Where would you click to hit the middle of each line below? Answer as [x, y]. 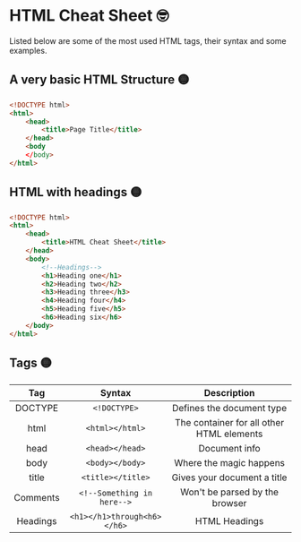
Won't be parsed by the [230, 492]
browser [229, 503]
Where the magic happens [229, 462]
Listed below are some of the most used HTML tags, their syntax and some [148, 40]
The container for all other [229, 422]
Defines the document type [229, 408]
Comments [37, 497]
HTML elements [229, 434]
